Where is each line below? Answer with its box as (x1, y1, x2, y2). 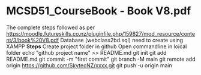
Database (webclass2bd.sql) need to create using (59, 36, 184, 43)
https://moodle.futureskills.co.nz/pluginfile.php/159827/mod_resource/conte (6, 30, 196, 37)
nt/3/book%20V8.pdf (6, 36, 59, 43)
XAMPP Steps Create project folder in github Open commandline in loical (6, 43, 187, 50)
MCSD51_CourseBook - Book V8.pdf (6, 4, 191, 18)
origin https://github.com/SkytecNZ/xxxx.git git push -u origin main (6, 61, 172, 69)
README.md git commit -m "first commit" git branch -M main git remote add (6, 55, 196, 62)
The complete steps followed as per (6, 24, 95, 31)
